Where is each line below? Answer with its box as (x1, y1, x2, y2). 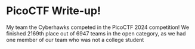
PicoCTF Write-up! (6, 4, 101, 18)
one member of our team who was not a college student (6, 36, 144, 43)
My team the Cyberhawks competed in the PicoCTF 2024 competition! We (6, 24, 190, 31)
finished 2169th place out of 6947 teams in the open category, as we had (6, 30, 186, 37)
